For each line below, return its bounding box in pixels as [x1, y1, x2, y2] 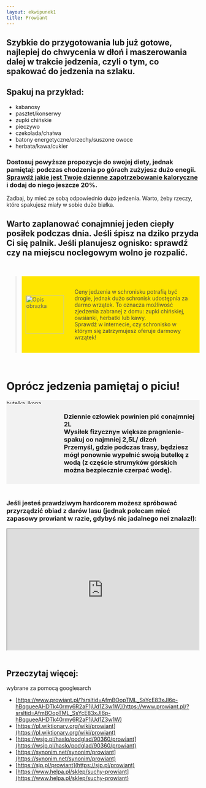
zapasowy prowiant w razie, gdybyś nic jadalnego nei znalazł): [6, 514, 197, 522]
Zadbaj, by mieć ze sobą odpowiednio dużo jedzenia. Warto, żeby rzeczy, [6, 194, 193, 202]
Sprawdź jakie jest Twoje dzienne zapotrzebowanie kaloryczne [6, 173, 198, 182]
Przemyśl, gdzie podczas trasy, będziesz [64, 443, 189, 451]
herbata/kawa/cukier [15, 142, 69, 150]
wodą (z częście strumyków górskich [64, 458, 177, 467]
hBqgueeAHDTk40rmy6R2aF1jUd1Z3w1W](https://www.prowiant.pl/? [15, 703, 189, 710]
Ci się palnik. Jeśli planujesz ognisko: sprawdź [6, 238, 188, 248]
